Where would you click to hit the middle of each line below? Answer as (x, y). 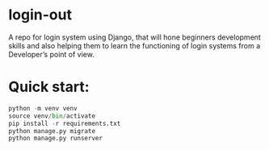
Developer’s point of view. (51, 54)
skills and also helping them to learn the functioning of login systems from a (134, 45)
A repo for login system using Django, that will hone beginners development (134, 37)
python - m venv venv (43, 108)
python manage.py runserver (56, 139)
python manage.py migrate (52, 131)
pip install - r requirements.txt (65, 123)
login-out (40, 15)
